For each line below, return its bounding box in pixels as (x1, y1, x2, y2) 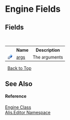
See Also (5, 80, 33, 88)
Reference (5, 93, 27, 99)
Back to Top (7, 65, 32, 71)
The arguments (32, 54, 63, 60)
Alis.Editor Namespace (5, 109, 51, 115)
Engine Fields (5, 3, 61, 15)
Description (35, 47, 60, 53)
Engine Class (5, 104, 32, 110)
